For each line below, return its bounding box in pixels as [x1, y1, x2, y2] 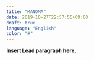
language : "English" [6, 25, 57, 31]
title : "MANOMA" [6, 8, 46, 15]
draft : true [6, 20, 35, 26]
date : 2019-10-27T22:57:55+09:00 [6, 14, 89, 20]
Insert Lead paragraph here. [6, 47, 77, 54]
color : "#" [6, 31, 33, 37]
